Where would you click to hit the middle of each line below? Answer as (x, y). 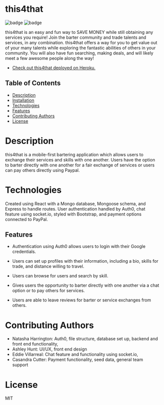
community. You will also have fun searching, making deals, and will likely (79, 53)
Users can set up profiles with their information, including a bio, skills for (85, 261)
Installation (23, 100)
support (20, 365)
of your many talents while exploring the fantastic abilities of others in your (80, 48)
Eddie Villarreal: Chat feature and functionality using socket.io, (75, 354)
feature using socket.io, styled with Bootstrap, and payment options (73, 214)
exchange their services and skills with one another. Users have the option (80, 160)
